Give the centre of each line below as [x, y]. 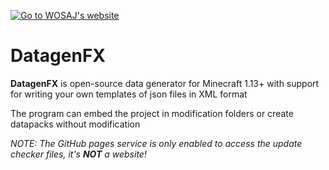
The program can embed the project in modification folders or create [152, 113]
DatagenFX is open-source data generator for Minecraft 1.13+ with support [165, 83]
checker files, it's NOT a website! [78, 154]
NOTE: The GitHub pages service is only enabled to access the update [156, 143]
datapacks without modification [75, 124]
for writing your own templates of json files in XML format [129, 94]
